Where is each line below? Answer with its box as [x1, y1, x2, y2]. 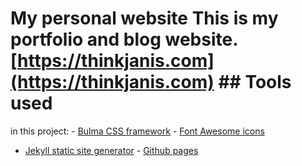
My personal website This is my [10, 7, 279, 30]
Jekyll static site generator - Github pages [24, 144, 199, 156]
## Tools [218, 71, 292, 94]
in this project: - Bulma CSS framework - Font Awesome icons [10, 125, 265, 137]
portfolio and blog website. [10, 28, 238, 51]
